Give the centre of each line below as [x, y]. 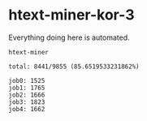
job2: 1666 [27, 95]
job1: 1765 [27, 88]
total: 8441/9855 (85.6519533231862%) [74, 67]
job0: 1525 [27, 80]
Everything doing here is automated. [69, 37]
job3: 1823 [27, 102]
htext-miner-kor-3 [71, 15]
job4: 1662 [27, 109]
